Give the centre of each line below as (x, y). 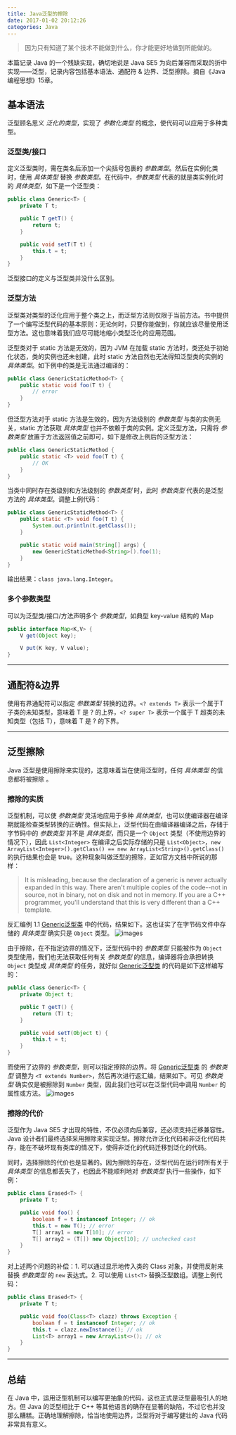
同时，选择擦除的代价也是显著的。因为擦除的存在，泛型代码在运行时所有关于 (118, 1163)
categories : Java (33, 27)
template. (38, 910)
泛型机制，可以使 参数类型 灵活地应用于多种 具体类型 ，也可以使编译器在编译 (118, 816)
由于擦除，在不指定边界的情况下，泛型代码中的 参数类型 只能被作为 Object (115, 948)
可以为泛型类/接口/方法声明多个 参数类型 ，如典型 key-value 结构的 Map (111, 615)
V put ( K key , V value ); (55, 648)
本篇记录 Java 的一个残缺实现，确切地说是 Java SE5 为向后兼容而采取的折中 (117, 63)
